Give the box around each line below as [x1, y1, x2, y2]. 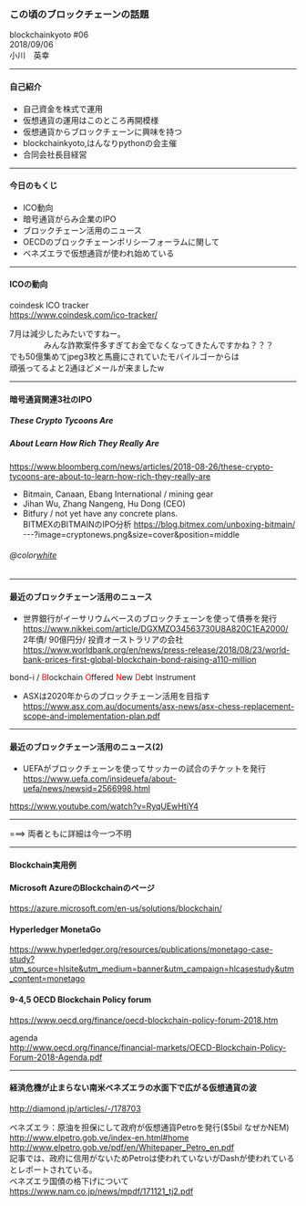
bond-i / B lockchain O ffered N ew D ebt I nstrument [9, 672, 196, 683]
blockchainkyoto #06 [9, 29, 89, 40]
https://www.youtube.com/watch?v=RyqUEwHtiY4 [9, 801, 199, 812]
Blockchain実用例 [9, 860, 77, 871]
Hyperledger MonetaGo [9, 924, 102, 935]
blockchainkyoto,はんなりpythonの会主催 [22, 137, 178, 148]
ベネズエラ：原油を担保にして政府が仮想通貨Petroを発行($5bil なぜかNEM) [9, 1121, 290, 1133]
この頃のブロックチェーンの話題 [9, 7, 149, 20]
